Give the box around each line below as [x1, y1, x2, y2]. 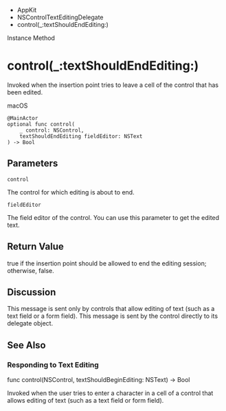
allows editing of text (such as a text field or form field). [7, 397, 164, 405]
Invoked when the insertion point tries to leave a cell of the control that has [7, 81, 218, 89]
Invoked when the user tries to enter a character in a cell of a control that [7, 389, 214, 397]
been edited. [7, 88, 43, 96]
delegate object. [7, 319, 54, 328]
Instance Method [7, 34, 55, 42]
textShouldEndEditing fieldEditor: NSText [19, 132, 143, 140]
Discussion [7, 286, 56, 298]
